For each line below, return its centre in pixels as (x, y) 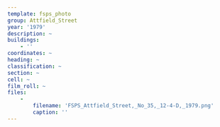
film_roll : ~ (27, 86)
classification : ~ (34, 66)
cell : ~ (19, 79)
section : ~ (23, 73)
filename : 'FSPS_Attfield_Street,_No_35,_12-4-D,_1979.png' (123, 106)
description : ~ (30, 34)
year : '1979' (27, 27)
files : (17, 92)
